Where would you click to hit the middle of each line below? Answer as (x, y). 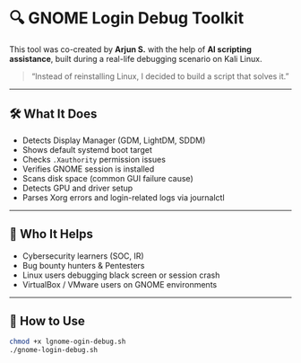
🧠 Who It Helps (52, 234)
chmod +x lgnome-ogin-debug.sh (68, 342)
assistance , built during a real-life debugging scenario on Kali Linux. (136, 58)
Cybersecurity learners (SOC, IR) (83, 256)
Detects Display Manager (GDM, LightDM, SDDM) (114, 140)
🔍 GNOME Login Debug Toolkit (127, 18)
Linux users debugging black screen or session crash (121, 275)
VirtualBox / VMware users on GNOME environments (120, 284)
